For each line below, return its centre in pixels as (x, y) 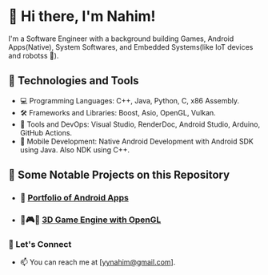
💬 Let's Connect (40, 244)
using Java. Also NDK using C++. (75, 150)
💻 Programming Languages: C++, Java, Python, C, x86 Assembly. (130, 100)
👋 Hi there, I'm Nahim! (82, 16)
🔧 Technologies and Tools (74, 81)
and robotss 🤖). (34, 55)
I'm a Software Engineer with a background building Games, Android (121, 38)
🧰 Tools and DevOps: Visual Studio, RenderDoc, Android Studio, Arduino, (140, 124)
